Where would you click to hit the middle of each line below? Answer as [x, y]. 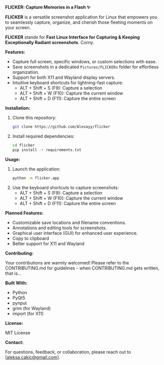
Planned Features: [24, 213]
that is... [13, 273]
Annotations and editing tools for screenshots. [59, 228]
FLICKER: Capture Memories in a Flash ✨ [48, 7]
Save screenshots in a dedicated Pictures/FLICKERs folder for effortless [85, 67]
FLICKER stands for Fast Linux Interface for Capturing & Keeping [73, 37]
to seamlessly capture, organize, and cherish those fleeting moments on [79, 22]
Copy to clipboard [31, 238]
